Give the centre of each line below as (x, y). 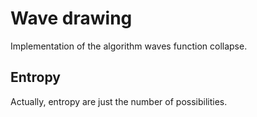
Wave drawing (71, 18)
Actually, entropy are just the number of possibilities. (119, 101)
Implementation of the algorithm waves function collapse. (129, 46)
